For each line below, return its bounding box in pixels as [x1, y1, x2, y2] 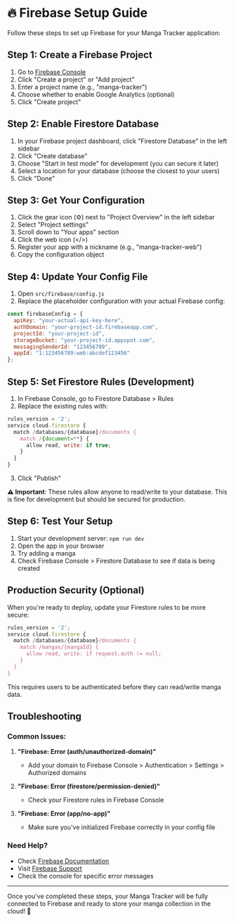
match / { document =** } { [20, 435, 90, 442]
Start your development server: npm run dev [17, 534, 145, 542]
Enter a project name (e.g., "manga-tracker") [17, 82, 147, 91]
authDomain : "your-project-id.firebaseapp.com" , [13, 324, 159, 331]
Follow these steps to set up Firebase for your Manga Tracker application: [7, 28, 221, 37]
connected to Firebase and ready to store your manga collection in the [7, 899, 211, 908]
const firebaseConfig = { [7, 311, 83, 318]
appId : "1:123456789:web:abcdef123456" [13, 350, 131, 357]
